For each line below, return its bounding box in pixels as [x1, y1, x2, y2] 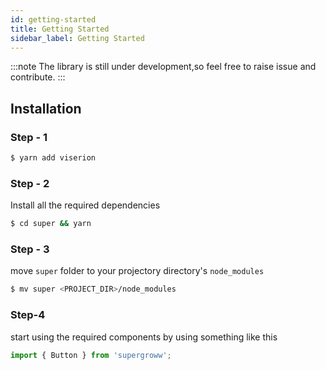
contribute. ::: [10, 71, 66, 83]
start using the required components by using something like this [10, 331, 278, 343]
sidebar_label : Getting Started [10, 33, 145, 43]
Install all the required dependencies [10, 199, 161, 211]
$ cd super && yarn [10, 219, 92, 229]
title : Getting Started [10, 24, 110, 34]
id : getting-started [10, 14, 97, 25]
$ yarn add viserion [10, 153, 97, 163]
